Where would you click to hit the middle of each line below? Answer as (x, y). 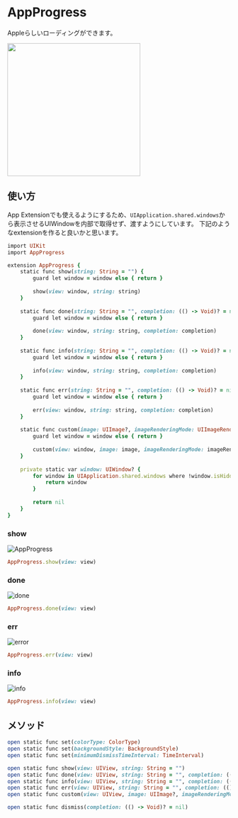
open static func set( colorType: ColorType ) (74, 742)
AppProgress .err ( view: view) (50, 655)
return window (66, 482)
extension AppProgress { (44, 265)
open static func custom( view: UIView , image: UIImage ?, (93, 795)
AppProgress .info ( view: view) (52, 702)
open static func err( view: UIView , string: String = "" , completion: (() (120, 788)
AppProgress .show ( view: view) (52, 562)
